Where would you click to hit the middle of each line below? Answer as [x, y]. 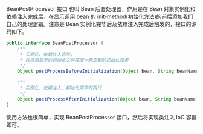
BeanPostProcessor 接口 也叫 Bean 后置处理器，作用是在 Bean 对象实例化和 [101, 9]
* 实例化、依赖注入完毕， [47, 54]
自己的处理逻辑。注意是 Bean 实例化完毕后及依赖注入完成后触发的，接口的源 [101, 24]
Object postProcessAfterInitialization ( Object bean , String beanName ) [108, 99]
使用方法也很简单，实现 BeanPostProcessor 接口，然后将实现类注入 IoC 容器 [101, 117]
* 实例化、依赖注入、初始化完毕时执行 [61, 88]
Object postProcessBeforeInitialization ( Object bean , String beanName [108, 72]
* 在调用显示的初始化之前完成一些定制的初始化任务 [74, 60]
